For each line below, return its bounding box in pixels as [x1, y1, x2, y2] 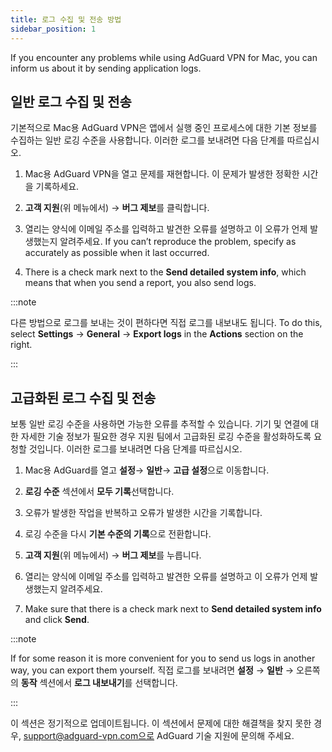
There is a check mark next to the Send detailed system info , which [24, 266, 307, 278]
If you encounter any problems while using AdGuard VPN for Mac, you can [10, 51, 318, 63]
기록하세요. [35, 181, 80, 193]
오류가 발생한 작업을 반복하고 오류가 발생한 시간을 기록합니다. [24, 507, 263, 519]
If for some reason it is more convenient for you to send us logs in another [10, 652, 316, 665]
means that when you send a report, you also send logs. [24, 277, 257, 289]
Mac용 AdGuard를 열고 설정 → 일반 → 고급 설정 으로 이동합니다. [24, 464, 270, 476]
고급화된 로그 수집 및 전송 [10, 389, 157, 406]
